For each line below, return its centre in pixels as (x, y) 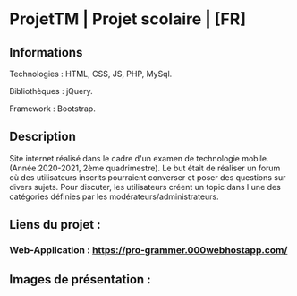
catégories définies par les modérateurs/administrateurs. (114, 196)
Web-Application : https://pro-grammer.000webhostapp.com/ (148, 250)
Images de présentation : (80, 279)
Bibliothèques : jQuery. (51, 91)
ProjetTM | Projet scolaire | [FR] (127, 19)
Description (42, 137)
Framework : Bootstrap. (52, 109)
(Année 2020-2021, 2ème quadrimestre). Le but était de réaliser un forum (145, 168)
